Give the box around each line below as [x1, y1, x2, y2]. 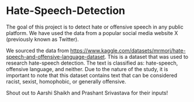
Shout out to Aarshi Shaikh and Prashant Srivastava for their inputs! [6, 89, 168, 96]
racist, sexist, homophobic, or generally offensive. [6, 78, 127, 85]
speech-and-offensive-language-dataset [6, 53, 105, 60]
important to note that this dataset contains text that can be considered [6, 72, 178, 79]
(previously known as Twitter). [6, 36, 79, 43]
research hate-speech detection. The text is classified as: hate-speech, [6, 59, 178, 66]
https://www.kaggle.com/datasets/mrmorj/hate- [70, 47, 186, 54]
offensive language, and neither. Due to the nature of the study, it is [6, 65, 168, 72]
